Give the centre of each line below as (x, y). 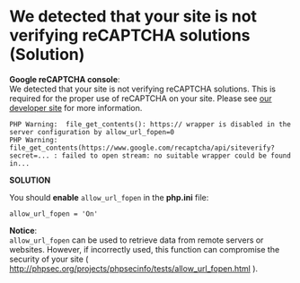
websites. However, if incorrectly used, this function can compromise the (145, 249)
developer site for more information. (76, 107)
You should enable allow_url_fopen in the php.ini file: (109, 197)
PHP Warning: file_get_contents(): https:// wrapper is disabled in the (150, 124)
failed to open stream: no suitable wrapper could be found (176, 155)
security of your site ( (49, 259)
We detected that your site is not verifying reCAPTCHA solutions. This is (143, 89)
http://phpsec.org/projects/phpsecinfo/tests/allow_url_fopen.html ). (134, 268)
